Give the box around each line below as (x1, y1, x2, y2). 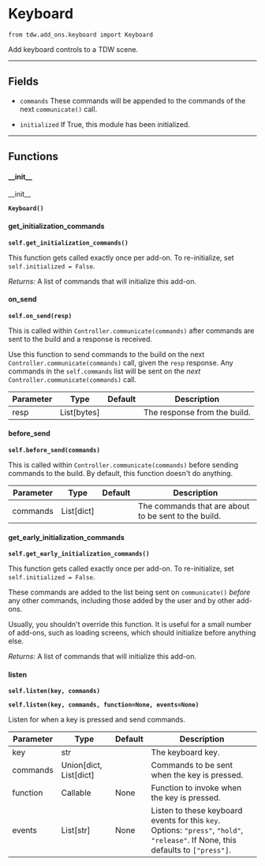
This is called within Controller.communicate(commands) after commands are (8, 325, 255, 336)
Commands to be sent (151, 759, 233, 770)
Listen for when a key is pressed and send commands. (8, 715, 185, 725)
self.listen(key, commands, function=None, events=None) (8, 701, 200, 709)
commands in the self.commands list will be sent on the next (8, 366, 201, 376)
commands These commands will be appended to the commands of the (19, 96, 246, 105)
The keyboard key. (151, 747, 220, 758)
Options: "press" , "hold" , (151, 825, 244, 836)
